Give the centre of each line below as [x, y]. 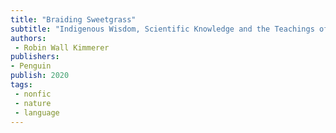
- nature [33, 103]
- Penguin [31, 66]
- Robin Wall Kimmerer [62, 47]
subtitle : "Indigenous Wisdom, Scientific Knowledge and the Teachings [162, 29]
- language [37, 112]
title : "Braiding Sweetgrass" [73, 19]
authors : [28, 38]
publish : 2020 [40, 76]
